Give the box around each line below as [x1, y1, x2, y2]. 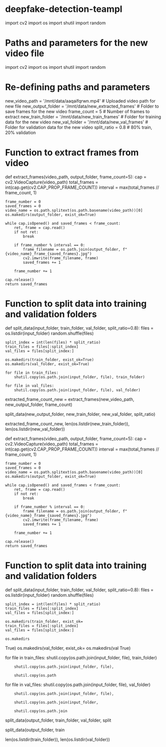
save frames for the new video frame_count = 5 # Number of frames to [5, 108, 150, 115]
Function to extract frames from [5, 147, 139, 158]
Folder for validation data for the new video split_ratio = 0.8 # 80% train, [5, 124, 153, 130]
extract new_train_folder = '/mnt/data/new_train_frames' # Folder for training [5, 114, 162, 119]
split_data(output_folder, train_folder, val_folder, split [5, 717, 111, 723]
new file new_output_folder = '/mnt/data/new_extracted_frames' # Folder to [5, 103, 160, 109]
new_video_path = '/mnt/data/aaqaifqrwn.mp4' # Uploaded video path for [5, 98, 156, 104]
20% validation [5, 129, 36, 135]
